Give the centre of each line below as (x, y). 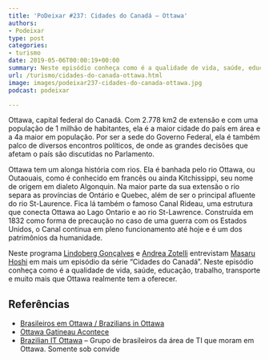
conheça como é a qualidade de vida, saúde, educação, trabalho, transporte (134, 270)
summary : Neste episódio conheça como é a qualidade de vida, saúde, (127, 68)
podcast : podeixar (39, 90)
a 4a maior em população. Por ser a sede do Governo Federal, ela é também (134, 137)
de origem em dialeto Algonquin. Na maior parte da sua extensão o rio (124, 187)
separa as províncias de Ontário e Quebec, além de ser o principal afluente (132, 195)
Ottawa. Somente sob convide (70, 349)
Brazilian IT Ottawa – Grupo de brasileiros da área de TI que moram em (137, 341)
